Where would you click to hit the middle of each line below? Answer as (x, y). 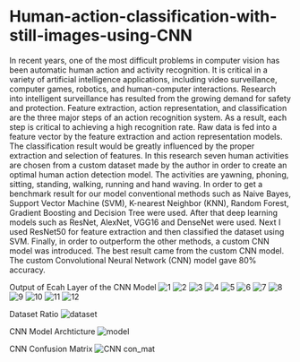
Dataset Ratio (34, 314)
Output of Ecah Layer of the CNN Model (83, 287)
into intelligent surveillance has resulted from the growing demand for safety (150, 98)
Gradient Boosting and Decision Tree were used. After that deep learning (144, 212)
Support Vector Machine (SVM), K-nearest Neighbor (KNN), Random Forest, (149, 203)
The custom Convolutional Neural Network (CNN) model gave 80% (133, 260)
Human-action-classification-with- (143, 17)
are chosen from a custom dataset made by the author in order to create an (148, 165)
